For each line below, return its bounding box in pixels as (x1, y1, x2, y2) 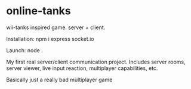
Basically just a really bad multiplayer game (6, 76, 113, 83)
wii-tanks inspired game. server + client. (6, 24, 106, 31)
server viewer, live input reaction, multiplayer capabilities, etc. (6, 64, 158, 72)
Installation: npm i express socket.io (6, 35, 94, 42)
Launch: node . (6, 46, 43, 54)
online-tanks (6, 4, 71, 18)
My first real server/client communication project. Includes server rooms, (6, 58, 186, 65)
